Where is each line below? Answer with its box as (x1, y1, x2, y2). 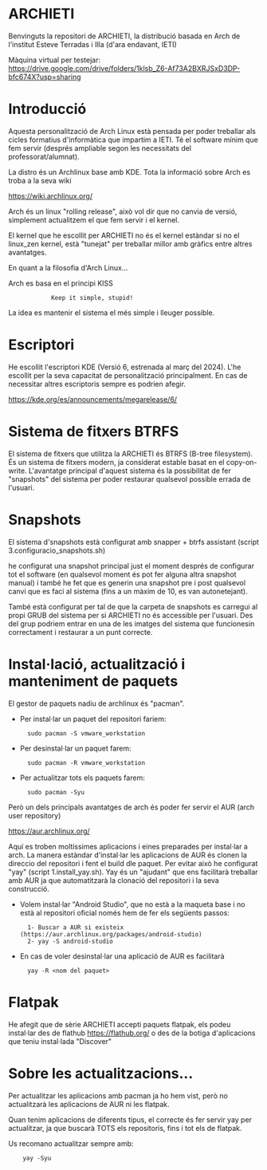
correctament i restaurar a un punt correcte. (8, 627, 153, 636)
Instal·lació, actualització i (8, 655, 186, 673)
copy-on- (226, 457, 257, 467)
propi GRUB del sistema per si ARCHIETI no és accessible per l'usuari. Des (8, 610, 253, 620)
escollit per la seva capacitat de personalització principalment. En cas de (8, 370, 248, 380)
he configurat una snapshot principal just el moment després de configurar (8, 561, 255, 570)
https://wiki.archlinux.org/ (8, 191, 93, 200)
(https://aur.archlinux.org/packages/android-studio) (19, 930, 202, 938)
